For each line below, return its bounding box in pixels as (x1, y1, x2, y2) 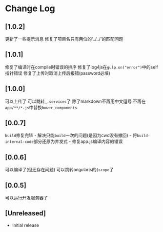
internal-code (5, 139, 34, 144)
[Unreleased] (5, 209, 46, 218)
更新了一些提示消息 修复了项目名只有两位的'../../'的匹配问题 (5, 36, 123, 42)
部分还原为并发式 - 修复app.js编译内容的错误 (33, 139, 123, 144)
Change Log (5, 3, 55, 14)
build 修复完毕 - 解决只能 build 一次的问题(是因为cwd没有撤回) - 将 (5, 133, 137, 139)
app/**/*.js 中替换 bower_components (5, 104, 77, 110)
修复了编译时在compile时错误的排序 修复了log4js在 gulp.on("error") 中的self (5, 64, 158, 70)
